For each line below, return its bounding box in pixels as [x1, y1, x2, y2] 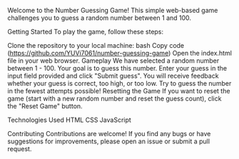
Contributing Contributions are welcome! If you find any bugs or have [7, 130, 211, 138]
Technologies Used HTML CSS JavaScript [7, 116, 132, 124]
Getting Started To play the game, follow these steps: [7, 28, 164, 36]
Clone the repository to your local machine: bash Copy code [7, 41, 185, 49]
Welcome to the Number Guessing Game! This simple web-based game [7, 6, 218, 14]
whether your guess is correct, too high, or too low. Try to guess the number [7, 79, 232, 88]
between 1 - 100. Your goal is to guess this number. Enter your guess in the [7, 64, 227, 72]
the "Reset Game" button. [7, 102, 83, 110]
